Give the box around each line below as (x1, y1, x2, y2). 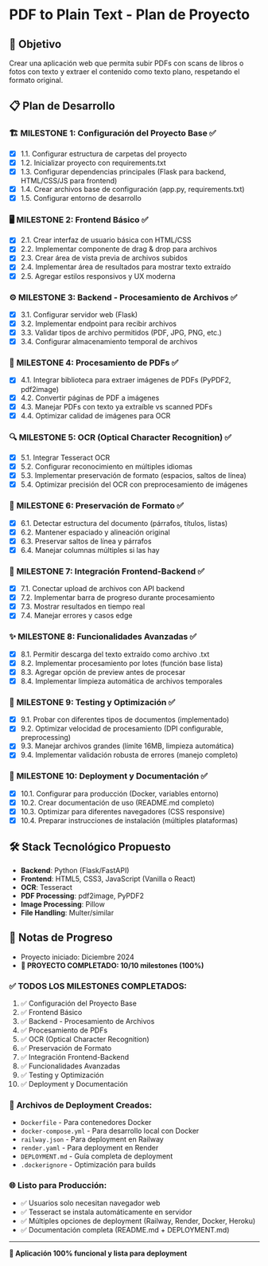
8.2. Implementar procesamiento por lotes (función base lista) (20, 658, 223, 668)
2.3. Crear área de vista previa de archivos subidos (20, 253, 188, 263)
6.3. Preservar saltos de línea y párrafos (20, 536, 152, 546)
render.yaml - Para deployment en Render (20, 1143, 159, 1153)
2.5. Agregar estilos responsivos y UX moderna (20, 271, 176, 280)
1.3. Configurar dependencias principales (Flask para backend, (20, 167, 227, 176)
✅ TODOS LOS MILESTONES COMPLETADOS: (9, 980, 188, 991)
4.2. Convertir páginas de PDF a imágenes (20, 393, 160, 402)
